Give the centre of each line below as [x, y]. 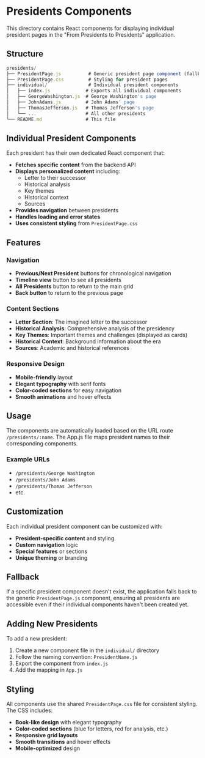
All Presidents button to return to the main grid [74, 286]
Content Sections [33, 308]
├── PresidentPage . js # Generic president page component [94, 74]
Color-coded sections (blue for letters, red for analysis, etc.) [92, 729]
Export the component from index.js [62, 663]
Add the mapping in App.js [49, 670]
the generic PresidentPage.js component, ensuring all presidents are [93, 598]
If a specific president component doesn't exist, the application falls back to [102, 592]
